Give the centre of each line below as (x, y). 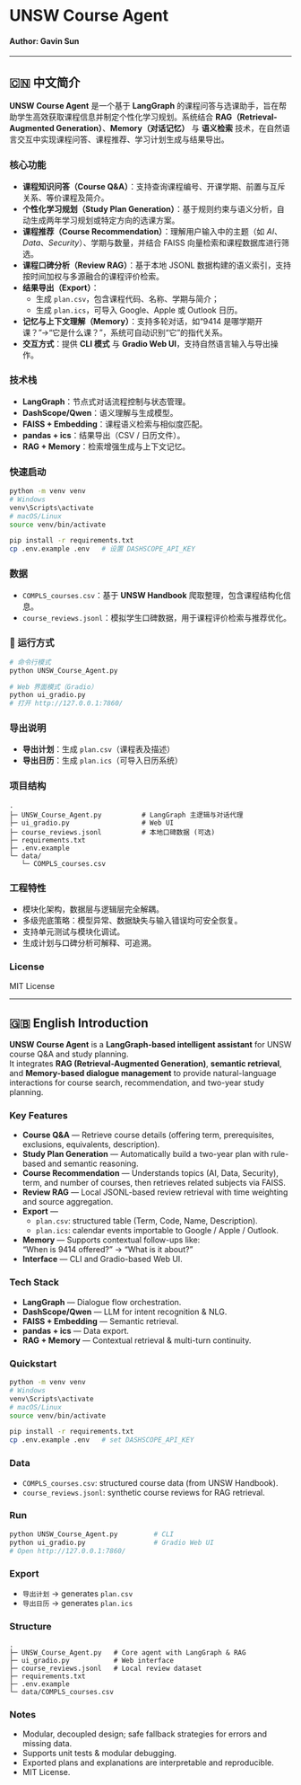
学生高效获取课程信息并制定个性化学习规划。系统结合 (115, 117)
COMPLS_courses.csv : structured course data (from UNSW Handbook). (150, 1482)
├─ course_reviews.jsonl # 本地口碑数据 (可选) (112, 832)
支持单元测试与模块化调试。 (73, 932)
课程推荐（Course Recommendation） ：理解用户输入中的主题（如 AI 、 (152, 231)
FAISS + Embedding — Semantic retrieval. (100, 1321)
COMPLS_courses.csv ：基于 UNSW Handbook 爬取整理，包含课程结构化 (153, 595)
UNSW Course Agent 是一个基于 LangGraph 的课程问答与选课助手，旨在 (144, 106)
